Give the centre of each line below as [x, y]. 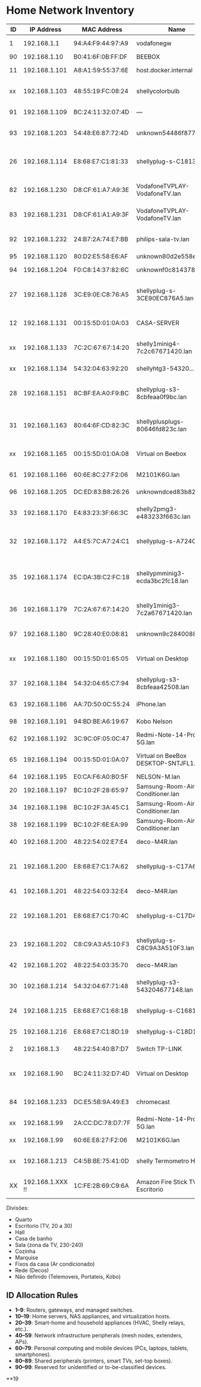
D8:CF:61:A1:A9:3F [102, 214]
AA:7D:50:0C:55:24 [102, 704]
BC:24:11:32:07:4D [102, 112]
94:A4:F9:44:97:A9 [101, 43]
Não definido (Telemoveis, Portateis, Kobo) [68, 1276]
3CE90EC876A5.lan [165, 298]
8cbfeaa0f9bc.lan [162, 397]
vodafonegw [154, 43]
